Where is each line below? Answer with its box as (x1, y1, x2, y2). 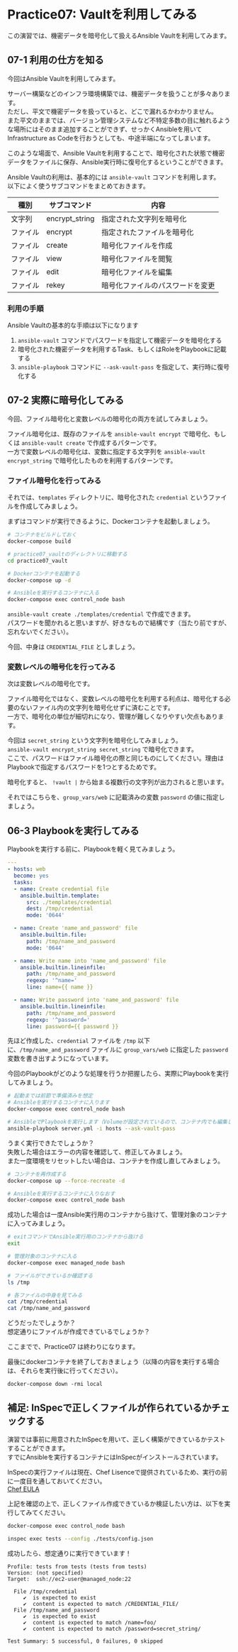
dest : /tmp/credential (25, 905, 93, 913)
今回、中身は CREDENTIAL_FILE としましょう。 (7, 643, 140, 651)
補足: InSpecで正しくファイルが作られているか (7, 1402, 212, 1414)
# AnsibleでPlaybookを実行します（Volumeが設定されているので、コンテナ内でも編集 (7, 1118, 228, 1125)
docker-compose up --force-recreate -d (7, 1177, 125, 1184)
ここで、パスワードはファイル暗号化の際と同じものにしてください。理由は (7, 754, 225, 763)
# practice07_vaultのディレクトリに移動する (7, 551, 127, 558)
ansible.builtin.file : (20, 931, 87, 939)
